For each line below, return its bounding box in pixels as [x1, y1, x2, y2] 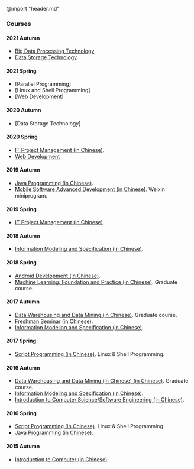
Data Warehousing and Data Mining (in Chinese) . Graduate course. [14, 311, 177, 318]
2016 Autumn [6, 364, 40, 371]
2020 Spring [6, 133, 38, 141]
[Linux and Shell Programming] [14, 87, 90, 94]
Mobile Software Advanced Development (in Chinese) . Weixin [14, 186, 166, 193]
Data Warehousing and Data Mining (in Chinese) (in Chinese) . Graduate [14, 377, 189, 384]
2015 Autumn [6, 442, 40, 449]
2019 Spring [6, 205, 37, 212]
